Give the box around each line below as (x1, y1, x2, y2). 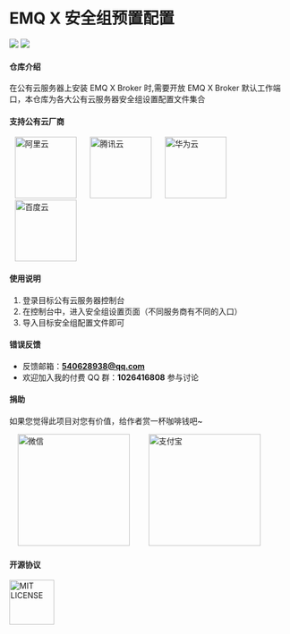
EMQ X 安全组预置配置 (9, 8, 175, 29)
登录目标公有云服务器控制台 (21, 294, 125, 305)
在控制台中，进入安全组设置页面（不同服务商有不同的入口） (21, 306, 243, 317)
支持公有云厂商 (9, 115, 64, 126)
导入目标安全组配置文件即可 (21, 317, 125, 327)
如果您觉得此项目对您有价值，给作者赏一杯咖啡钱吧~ (9, 415, 203, 426)
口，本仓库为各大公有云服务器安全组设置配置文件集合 (9, 94, 206, 105)
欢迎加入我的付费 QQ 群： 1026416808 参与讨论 (21, 372, 200, 383)
